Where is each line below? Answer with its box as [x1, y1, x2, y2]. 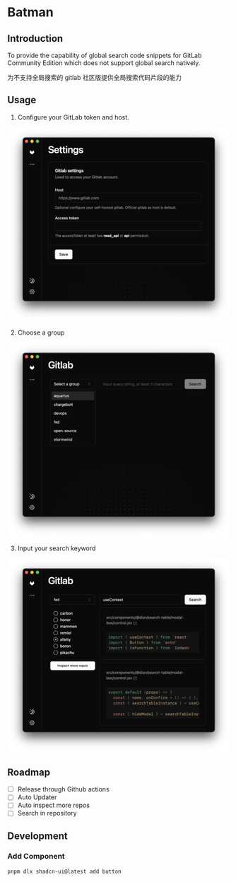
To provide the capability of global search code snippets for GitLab [7, 51, 202, 59]
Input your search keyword [17, 544, 96, 552]
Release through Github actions [17, 785, 110, 794]
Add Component [7, 851, 65, 861]
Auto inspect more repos [17, 801, 90, 810]
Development [7, 830, 69, 842]
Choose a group [17, 328, 65, 337]
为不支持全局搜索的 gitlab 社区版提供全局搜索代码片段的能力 [7, 74, 182, 81]
